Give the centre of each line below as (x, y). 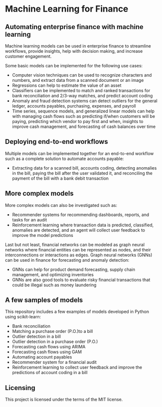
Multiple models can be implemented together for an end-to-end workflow (79, 153)
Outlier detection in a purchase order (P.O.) (55, 342)
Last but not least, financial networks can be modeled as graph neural (75, 244)
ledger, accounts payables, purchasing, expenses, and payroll (74, 106)
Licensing (20, 388)
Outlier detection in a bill (36, 337)
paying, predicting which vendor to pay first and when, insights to (78, 121)
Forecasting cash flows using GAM (47, 352)
